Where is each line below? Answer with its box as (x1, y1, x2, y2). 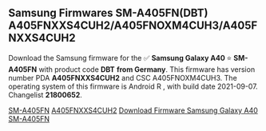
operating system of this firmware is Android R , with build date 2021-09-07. (8, 81, 258, 91)
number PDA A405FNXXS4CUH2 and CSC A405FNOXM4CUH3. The (8, 73, 237, 82)
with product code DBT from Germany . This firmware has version (38, 64, 256, 74)
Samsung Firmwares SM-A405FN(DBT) (8, 6, 209, 20)
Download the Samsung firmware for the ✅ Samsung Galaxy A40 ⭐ (8, 53, 232, 62)
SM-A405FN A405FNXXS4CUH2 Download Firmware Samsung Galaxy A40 (8, 105, 258, 115)
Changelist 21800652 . (8, 89, 82, 99)
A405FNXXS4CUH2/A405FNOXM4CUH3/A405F (8, 19, 258, 33)
